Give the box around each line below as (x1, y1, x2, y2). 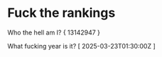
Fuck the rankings (7, 5, 116, 21)
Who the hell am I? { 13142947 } (7, 28, 101, 37)
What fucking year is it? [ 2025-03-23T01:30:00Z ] (7, 42, 156, 50)
